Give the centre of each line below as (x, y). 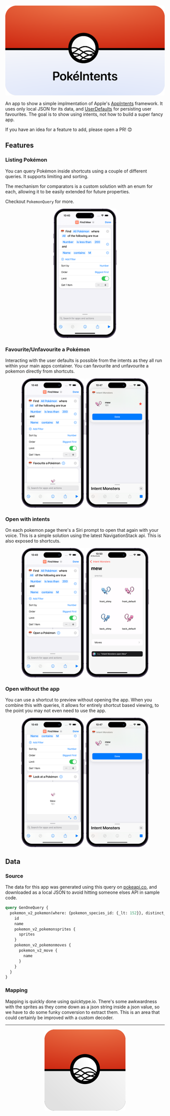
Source (14, 876)
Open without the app (32, 689)
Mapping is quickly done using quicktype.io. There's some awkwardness (81, 1001)
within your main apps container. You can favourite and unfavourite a (77, 365)
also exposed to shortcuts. (33, 541)
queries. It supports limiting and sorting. (47, 176)
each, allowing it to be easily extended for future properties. (68, 191)
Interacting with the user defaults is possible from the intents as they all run (84, 360)
